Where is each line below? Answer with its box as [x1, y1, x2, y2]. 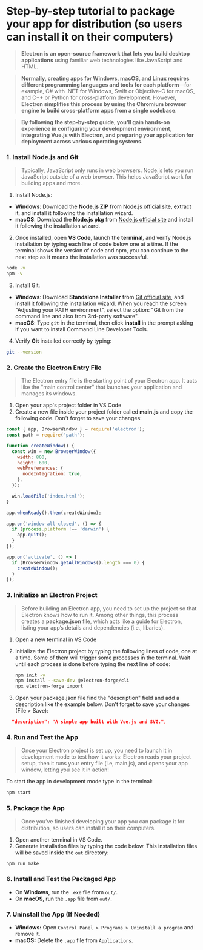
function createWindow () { [6, 443, 75, 449]
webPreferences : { [17, 465, 64, 472]
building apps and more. [21, 180, 82, 187]
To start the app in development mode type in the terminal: [6, 778, 153, 785]
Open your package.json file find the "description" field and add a [15, 694, 180, 702]
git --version [6, 349, 42, 355]
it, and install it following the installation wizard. [15, 209, 133, 217]
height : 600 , [17, 460, 50, 466]
